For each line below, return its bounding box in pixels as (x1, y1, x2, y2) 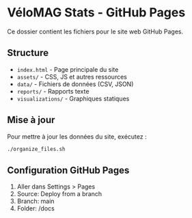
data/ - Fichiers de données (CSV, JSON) (16, 80, 134, 88)
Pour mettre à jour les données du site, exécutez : (7, 132, 147, 141)
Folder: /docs (16, 204, 55, 213)
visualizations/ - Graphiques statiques (16, 94, 130, 103)
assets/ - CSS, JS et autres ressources (16, 72, 128, 81)
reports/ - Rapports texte (16, 87, 90, 95)
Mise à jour (7, 114, 55, 126)
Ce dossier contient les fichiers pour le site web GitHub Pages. (7, 27, 184, 36)
